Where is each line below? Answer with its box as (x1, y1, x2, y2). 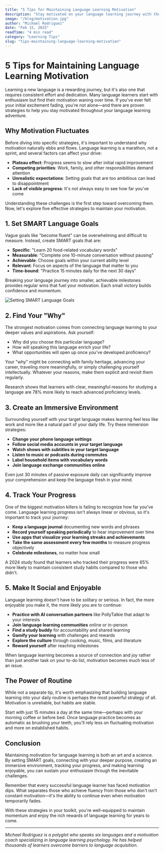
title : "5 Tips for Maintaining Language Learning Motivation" (5, 7, 137, 12)
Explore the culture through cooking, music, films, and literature (12, 637, 142, 643)
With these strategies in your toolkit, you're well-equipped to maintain (5, 808, 145, 813)
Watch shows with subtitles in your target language (12, 446, 119, 452)
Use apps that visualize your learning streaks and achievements (12, 534, 145, 540)
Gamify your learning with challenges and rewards (12, 632, 116, 638)
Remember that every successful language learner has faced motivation (5, 783, 150, 788)
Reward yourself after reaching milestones (12, 642, 99, 648)
